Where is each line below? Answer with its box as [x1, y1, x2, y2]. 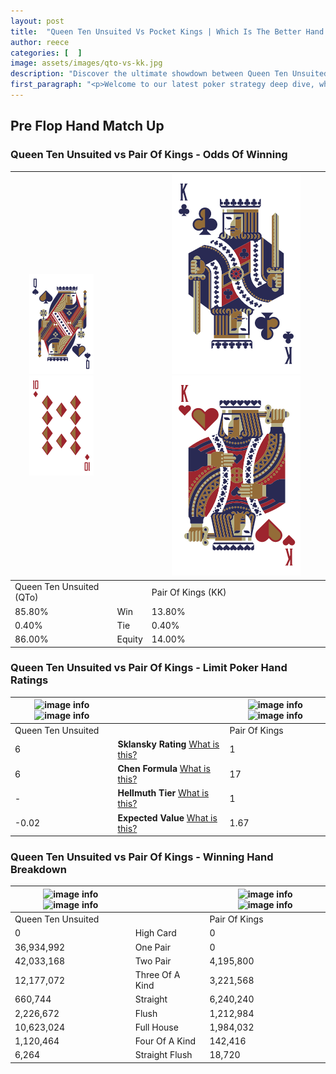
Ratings [10, 673, 49, 687]
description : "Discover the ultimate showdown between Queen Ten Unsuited [10, 69, 329, 79]
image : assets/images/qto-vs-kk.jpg [10, 58, 163, 69]
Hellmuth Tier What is [117, 787, 210, 799]
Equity [116, 633, 143, 645]
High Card [134, 927, 177, 939]
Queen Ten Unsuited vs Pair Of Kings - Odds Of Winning [10, 148, 288, 162]
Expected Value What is [117, 811, 218, 824]
